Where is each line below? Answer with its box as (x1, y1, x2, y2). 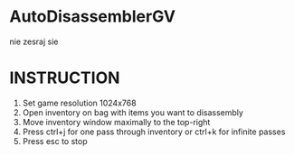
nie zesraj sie (9, 36, 59, 47)
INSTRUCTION (9, 68, 120, 88)
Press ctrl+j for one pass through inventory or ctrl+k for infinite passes (22, 126, 286, 137)
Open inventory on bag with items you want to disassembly (22, 106, 244, 118)
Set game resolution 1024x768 (22, 97, 138, 108)
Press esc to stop (22, 135, 88, 146)
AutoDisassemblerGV (9, 6, 176, 27)
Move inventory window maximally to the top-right (22, 116, 211, 127)
